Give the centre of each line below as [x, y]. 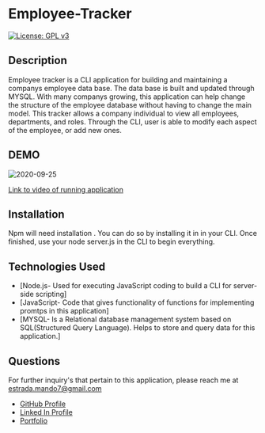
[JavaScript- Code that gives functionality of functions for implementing [137, 302]
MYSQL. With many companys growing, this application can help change [127, 97]
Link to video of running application [66, 189]
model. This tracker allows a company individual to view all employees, [124, 113]
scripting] [51, 294]
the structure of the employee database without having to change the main [130, 104]
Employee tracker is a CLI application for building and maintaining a [118, 79]
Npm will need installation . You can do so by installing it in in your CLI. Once [132, 234]
